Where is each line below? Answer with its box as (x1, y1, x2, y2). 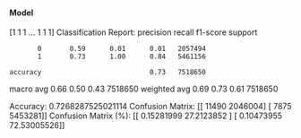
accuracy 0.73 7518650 (9, 68, 206, 77)
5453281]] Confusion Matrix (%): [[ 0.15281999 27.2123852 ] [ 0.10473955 (9, 110, 282, 121)
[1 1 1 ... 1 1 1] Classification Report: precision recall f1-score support (9, 27, 258, 38)
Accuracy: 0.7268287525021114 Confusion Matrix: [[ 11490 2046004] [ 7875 (9, 101, 292, 112)
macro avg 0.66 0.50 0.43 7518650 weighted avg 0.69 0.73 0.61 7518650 (9, 83, 279, 94)
